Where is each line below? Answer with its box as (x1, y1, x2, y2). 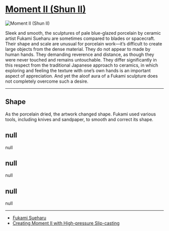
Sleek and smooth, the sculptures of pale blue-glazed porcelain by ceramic (5, 30, 161, 36)
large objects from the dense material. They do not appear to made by (5, 46, 151, 52)
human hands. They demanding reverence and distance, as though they (5, 51, 154, 57)
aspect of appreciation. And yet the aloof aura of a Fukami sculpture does (5, 73, 158, 79)
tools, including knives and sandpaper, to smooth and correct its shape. (5, 116, 153, 122)
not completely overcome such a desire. (5, 78, 89, 84)
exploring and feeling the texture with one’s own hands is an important (5, 67, 151, 74)
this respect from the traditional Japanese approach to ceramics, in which (5, 62, 158, 68)
